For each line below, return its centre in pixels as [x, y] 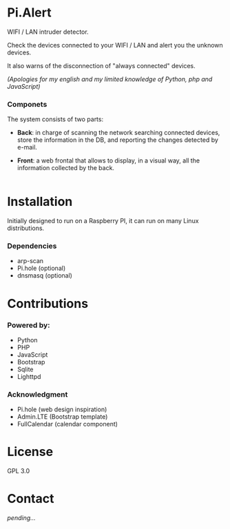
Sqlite [25, 369]
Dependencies [32, 246]
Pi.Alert [29, 13]
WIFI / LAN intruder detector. [48, 32]
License [30, 452]
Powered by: [29, 325]
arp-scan [30, 261]
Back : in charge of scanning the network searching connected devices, [118, 133]
